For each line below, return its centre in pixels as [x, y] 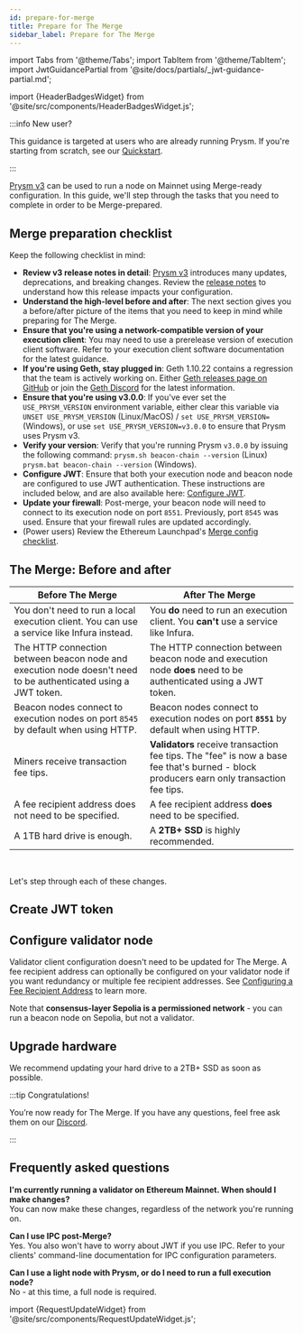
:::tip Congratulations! [50, 1095]
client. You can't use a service [213, 621]
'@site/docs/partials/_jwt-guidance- [197, 69]
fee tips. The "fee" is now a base [218, 756]
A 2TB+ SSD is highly [195, 830]
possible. [26, 1078]
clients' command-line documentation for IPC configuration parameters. [143, 1254]
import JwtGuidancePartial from [69, 69]
